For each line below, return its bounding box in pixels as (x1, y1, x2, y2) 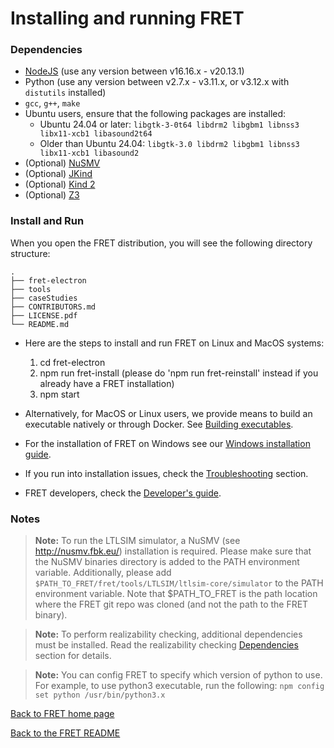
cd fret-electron (39, 356, 106, 368)
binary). (34, 609, 68, 621)
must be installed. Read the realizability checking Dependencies (34, 639, 299, 651)
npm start (39, 388, 80, 400)
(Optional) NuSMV (24, 157, 101, 169)
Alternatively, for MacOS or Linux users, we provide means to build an (24, 407, 313, 419)
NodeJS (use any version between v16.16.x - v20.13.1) (24, 65, 245, 77)
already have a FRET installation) (39, 377, 175, 389)
